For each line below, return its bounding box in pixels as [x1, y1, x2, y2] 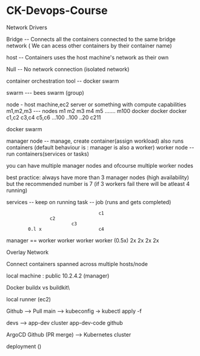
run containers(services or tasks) [6, 150, 89, 157]
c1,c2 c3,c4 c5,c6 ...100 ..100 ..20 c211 [6, 114, 101, 121]
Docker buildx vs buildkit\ [6, 284, 70, 291]
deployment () [6, 343, 42, 350]
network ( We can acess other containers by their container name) [6, 42, 172, 49]
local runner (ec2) [6, 295, 52, 303]
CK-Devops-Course [6, 4, 108, 18]
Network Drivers [6, 24, 47, 31]
